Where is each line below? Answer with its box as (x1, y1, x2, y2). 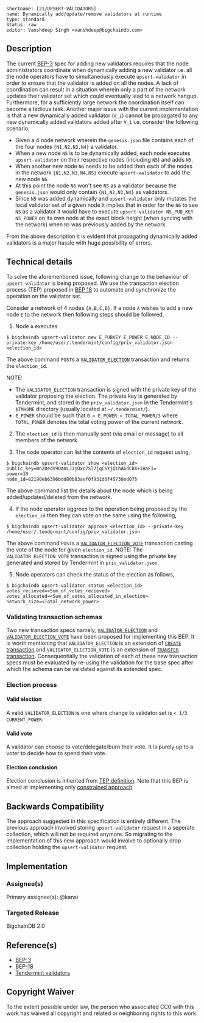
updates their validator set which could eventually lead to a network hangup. (6, 92, 199, 99)
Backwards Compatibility (6, 801, 105, 811)
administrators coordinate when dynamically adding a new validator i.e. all (6, 66, 192, 73)
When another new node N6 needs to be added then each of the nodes (15, 162, 193, 170)
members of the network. (15, 436, 79, 443)
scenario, (6, 124, 30, 132)
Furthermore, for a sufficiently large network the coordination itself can (6, 98, 185, 106)
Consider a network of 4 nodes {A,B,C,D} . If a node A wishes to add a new (6, 304, 193, 311)
